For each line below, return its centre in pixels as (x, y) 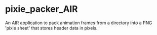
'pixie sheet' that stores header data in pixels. (51, 28)
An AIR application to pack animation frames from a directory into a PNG (78, 23)
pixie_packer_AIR (41, 9)
